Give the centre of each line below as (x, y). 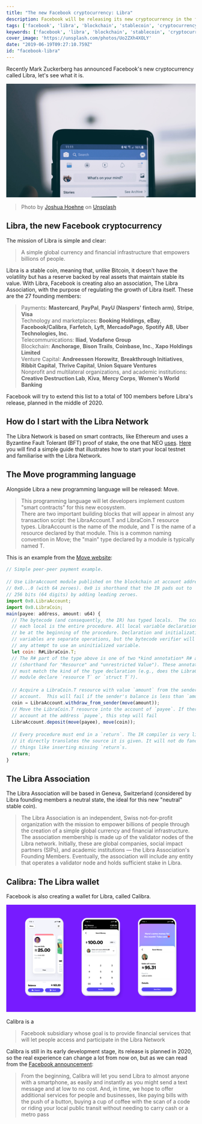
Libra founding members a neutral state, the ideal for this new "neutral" (94, 800)
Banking (32, 385)
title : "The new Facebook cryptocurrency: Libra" (70, 13)
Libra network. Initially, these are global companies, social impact (102, 844)
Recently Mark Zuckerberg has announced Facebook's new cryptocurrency (100, 69)
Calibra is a (20, 1021)
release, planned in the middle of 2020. (55, 403)
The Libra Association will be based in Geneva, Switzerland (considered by (99, 793)
